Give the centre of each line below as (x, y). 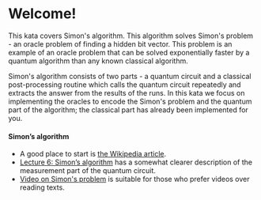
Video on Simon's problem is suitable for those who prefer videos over (134, 179)
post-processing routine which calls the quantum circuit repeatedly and (125, 85)
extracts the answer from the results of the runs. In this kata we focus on (127, 92)
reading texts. (42, 187)
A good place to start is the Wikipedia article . (93, 154)
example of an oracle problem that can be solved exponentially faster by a (129, 52)
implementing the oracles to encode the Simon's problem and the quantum (130, 101)
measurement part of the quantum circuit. (88, 171)
